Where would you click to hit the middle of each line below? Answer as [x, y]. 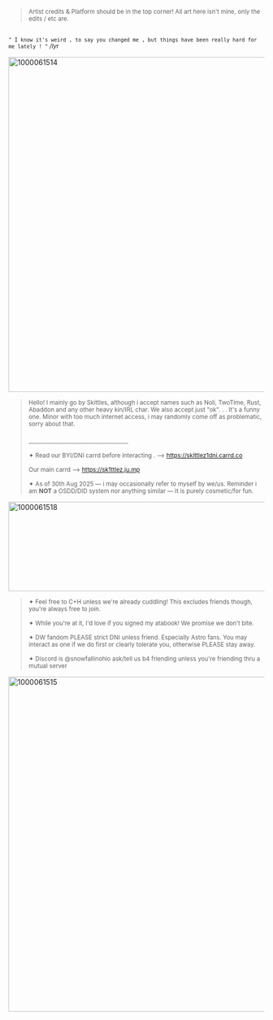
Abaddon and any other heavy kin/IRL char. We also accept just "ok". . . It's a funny [144, 410]
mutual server [48, 666]
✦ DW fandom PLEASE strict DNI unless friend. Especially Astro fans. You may [138, 638]
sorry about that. [52, 424]
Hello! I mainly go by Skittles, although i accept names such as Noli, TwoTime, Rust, [145, 403]
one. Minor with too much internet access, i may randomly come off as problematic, [145, 417]
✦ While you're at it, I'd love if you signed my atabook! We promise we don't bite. [141, 623]
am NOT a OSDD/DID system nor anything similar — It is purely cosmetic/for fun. [141, 491]
